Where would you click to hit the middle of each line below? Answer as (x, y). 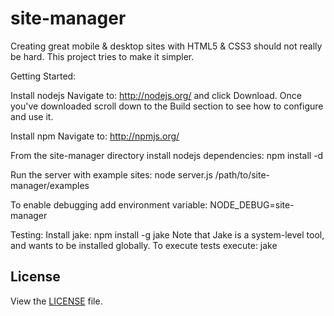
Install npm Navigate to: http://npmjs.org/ (95, 136)
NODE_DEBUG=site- (252, 204)
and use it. (32, 116)
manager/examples (50, 185)
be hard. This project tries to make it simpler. (102, 56)
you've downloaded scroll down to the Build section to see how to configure (167, 106)
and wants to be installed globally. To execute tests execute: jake (144, 245)
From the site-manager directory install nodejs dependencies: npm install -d (167, 155)
